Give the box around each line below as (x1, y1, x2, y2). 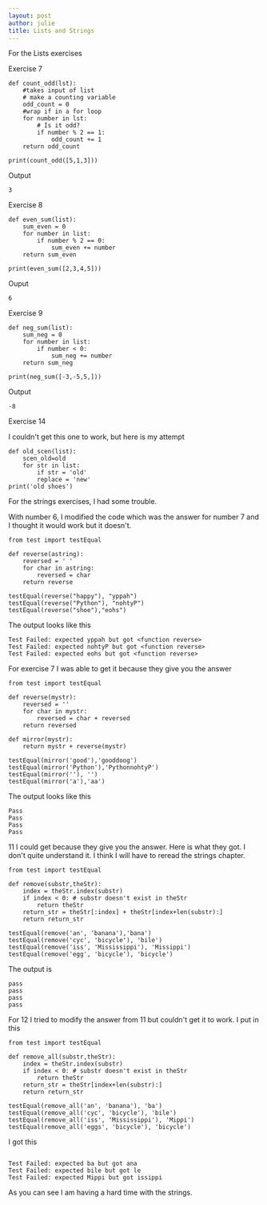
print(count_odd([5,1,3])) (8, 157, 98, 165)
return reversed (22, 722, 78, 730)
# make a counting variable (22, 94, 116, 102)
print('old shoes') (8, 482, 74, 491)
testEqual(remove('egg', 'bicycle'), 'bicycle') (8, 950, 173, 958)
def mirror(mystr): (8, 735, 74, 744)
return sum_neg (22, 359, 74, 367)
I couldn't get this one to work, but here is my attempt (8, 432, 185, 441)
